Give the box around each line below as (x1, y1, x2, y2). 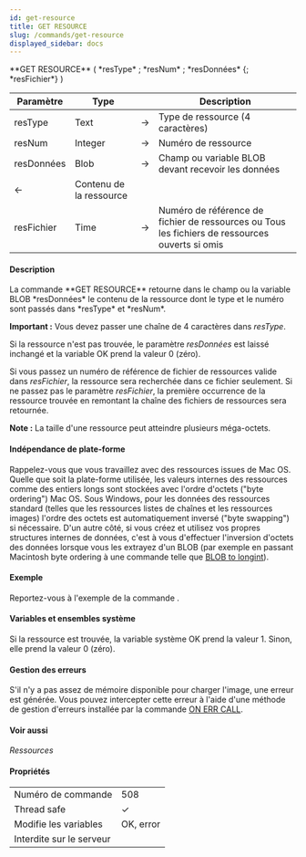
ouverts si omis (158, 238, 224, 251)
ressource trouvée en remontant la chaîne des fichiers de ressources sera (9, 395, 287, 406)
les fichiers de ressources (158, 227, 270, 240)
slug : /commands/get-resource (9, 30, 125, 39)
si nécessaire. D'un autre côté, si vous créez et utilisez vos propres (9, 522, 261, 533)
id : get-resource (9, 13, 76, 23)
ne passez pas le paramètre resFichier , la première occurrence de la (9, 385, 266, 397)
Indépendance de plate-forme (9, 444, 126, 455)
